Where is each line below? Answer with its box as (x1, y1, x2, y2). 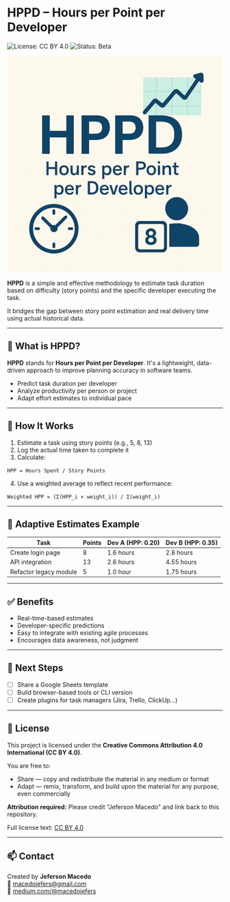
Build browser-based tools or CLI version (16, 688, 133, 696)
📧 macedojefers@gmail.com (7, 879, 87, 888)
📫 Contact (7, 851, 55, 862)
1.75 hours (165, 568, 197, 576)
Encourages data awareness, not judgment (16, 636, 139, 644)
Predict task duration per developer (16, 379, 118, 387)
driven (7, 366, 25, 374)
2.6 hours (107, 558, 135, 566)
